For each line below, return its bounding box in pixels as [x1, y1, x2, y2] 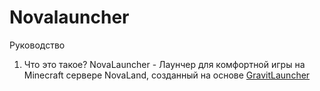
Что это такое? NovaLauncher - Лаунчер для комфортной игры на [23, 58, 306, 70]
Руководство [9, 39, 66, 51]
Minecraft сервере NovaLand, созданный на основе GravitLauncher [23, 69, 311, 81]
